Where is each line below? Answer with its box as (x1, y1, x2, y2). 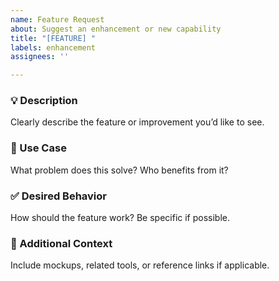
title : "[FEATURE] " (10, 33, 97, 43)
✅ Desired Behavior (10, 189, 107, 203)
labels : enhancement (10, 42, 97, 53)
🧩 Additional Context (10, 236, 113, 250)
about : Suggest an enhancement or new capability (10, 24, 222, 34)
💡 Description (10, 94, 78, 108)
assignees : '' (10, 52, 70, 62)
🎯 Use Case (10, 141, 67, 155)
